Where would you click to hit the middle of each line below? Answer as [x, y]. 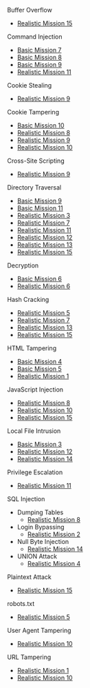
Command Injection [35, 37]
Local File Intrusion [34, 431]
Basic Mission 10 [41, 125]
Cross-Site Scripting [36, 161]
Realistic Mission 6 [44, 286]
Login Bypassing [41, 527]
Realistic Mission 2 [54, 534]
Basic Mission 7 [39, 50]
